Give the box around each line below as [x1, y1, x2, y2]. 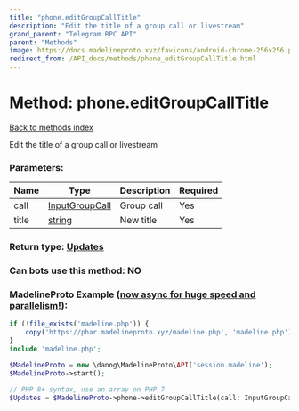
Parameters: [9, 161, 64, 173]
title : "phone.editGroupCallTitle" [9, 12, 141, 22]
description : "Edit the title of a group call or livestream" [9, 21, 245, 30]
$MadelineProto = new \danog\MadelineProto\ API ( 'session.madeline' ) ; [9, 360, 273, 369]
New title [119, 214, 158, 227]
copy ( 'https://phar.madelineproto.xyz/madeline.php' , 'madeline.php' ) [25, 328, 293, 337]
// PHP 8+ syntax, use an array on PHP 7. [9, 384, 169, 394]
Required [179, 184, 219, 197]
